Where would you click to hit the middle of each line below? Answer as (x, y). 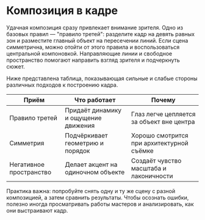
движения (80, 125)
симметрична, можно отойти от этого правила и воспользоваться (93, 47)
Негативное (27, 164)
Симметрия (27, 143)
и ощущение (83, 118)
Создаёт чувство (156, 161)
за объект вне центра (163, 122)
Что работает (95, 100)
